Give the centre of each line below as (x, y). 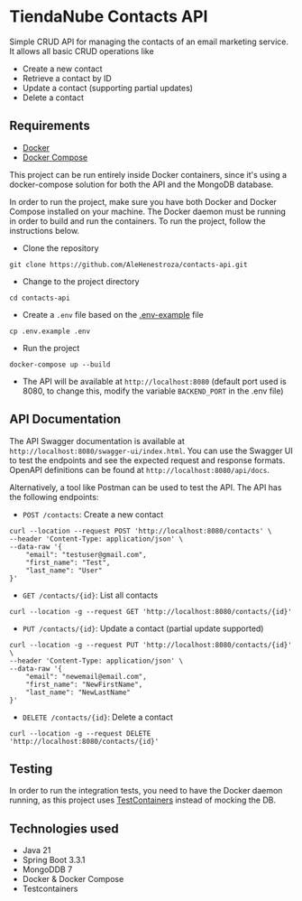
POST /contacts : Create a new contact (93, 514)
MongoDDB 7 (47, 869)
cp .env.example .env (50, 331)
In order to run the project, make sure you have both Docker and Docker (143, 201)
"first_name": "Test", (68, 562)
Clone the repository (60, 248)
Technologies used (64, 828)
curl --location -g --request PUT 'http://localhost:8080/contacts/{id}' (151, 645)
